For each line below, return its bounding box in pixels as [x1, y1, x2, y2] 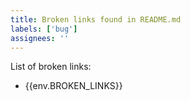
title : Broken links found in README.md [10, 14, 182, 25]
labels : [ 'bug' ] [10, 24, 78, 34]
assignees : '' [10, 33, 70, 43]
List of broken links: [10, 61, 92, 73]
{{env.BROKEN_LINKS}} [24, 80, 123, 92]
